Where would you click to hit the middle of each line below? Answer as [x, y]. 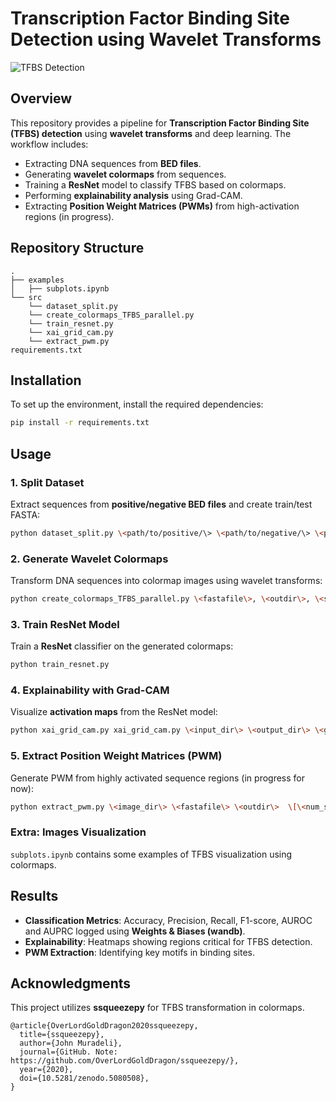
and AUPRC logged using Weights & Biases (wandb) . [135, 931]
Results [34, 896]
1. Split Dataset [47, 482]
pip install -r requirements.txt [80, 423]
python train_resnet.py [60, 665]
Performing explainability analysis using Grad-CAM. [133, 195]
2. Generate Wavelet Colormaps [89, 559]
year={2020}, [46, 1070]
